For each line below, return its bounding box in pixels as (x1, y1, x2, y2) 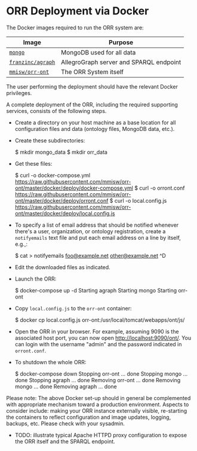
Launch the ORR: (14, 275, 57, 282)
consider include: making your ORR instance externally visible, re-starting (6, 407, 187, 414)
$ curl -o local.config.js (109, 197, 167, 204)
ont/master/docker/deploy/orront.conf (14, 197, 109, 204)
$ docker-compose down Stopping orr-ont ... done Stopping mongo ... (14, 370, 188, 377)
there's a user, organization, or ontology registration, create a (14, 227, 166, 234)
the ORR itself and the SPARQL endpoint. (14, 438, 115, 445)
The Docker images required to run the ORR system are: (6, 24, 144, 31)
